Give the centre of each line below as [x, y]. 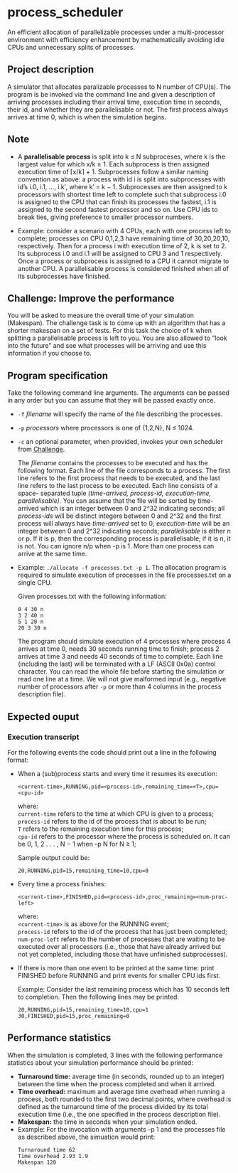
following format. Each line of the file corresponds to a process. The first [124, 471]
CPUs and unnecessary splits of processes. [71, 47]
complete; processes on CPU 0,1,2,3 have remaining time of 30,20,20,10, [124, 238]
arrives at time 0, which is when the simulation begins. [87, 117]
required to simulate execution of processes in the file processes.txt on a [124, 575]
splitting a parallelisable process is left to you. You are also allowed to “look [117, 338]
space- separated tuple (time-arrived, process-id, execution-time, [114, 493]
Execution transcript [43, 737]
